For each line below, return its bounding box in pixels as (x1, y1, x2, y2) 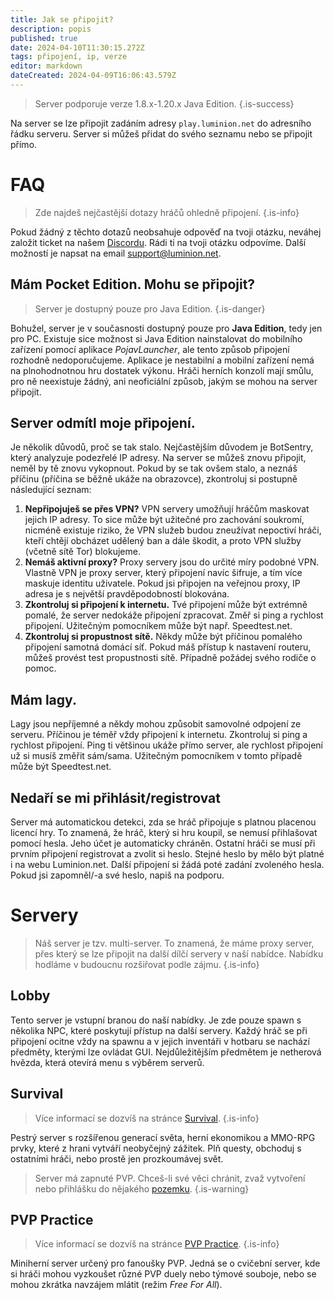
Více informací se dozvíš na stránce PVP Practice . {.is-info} (34, 1238, 280, 1250)
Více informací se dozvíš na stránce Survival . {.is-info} (34, 1112, 260, 1124)
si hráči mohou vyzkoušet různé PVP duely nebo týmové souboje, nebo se (10, 1268, 317, 1280)
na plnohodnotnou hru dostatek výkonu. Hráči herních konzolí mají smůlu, (10, 364, 314, 376)
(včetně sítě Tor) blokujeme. (24, 546, 141, 558)
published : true (10, 33, 78, 43)
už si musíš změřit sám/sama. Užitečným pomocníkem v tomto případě (10, 750, 303, 762)
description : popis (10, 24, 92, 34)
